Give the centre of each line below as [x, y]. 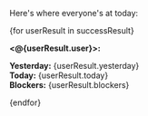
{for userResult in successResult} [72, 30]
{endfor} [25, 102]
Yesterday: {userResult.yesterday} [74, 66]
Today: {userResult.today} [59, 75]
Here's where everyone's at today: [74, 13]
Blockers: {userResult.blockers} [69, 85]
